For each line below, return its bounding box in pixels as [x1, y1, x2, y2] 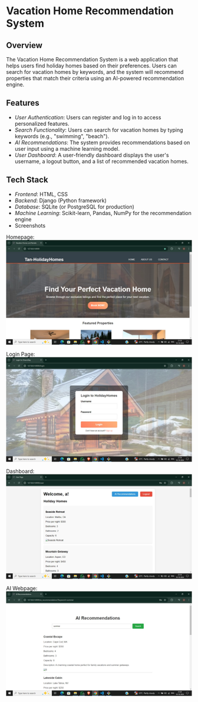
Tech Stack [6, 175, 48, 185]
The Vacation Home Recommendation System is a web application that [6, 56, 179, 63]
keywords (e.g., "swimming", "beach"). [14, 132, 110, 139]
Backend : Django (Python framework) [14, 197, 107, 204]
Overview [6, 40, 43, 50]
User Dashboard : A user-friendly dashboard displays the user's [14, 151, 169, 158]
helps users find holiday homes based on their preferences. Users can [6, 62, 177, 69]
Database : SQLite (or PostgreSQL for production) [14, 203, 134, 210]
